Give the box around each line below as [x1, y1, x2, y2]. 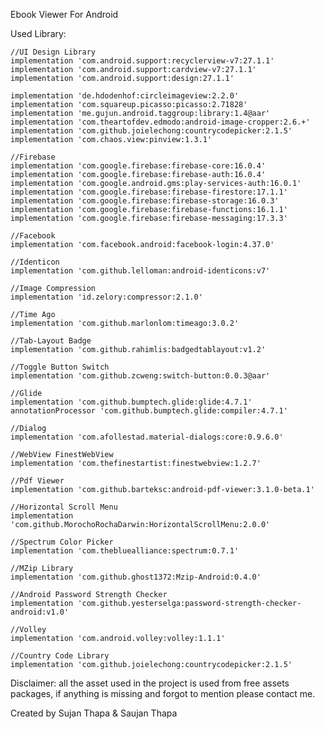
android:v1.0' [10, 607, 70, 617]
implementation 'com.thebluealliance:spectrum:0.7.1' [10, 546, 240, 556]
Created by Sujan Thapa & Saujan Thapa [10, 707, 178, 719]
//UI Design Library [10, 47, 97, 57]
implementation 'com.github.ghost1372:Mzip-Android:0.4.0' [10, 572, 262, 582]
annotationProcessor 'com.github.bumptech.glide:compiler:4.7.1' [10, 406, 288, 416]
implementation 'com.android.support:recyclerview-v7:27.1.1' [10, 56, 275, 66]
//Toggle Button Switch [10, 362, 110, 372]
